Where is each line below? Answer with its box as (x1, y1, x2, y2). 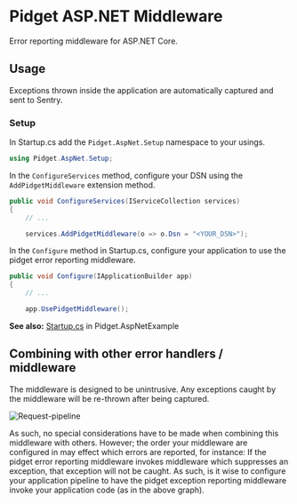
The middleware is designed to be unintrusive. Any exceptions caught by (9, 384, 277, 395)
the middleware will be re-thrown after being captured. (9, 393, 210, 404)
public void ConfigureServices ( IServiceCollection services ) (9, 196, 241, 205)
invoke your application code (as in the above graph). (9, 484, 205, 495)
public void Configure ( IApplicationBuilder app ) (9, 272, 193, 281)
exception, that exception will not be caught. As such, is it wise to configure (9, 465, 286, 476)
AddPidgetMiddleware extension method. (9, 180, 156, 190)
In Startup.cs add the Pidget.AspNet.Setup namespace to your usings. (9, 137, 265, 148)
